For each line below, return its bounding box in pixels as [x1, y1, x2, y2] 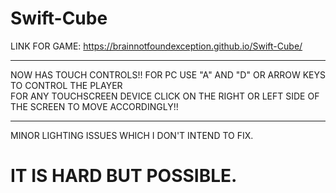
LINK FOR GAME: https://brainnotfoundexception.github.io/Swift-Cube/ [10, 40, 303, 52]
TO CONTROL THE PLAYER [10, 79, 123, 91]
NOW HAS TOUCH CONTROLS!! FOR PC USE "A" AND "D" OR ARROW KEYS [10, 68, 327, 81]
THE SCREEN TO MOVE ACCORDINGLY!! [10, 100, 179, 112]
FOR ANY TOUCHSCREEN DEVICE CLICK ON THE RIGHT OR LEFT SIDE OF [10, 90, 320, 102]
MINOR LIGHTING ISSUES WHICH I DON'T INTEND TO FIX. [10, 129, 254, 141]
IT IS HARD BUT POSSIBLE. [10, 165, 238, 187]
